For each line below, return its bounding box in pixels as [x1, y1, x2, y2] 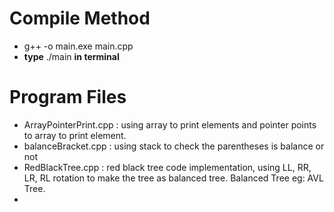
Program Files [9, 86, 127, 109]
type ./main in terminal [23, 50, 120, 62]
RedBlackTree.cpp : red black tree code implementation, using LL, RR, [23, 161, 312, 173]
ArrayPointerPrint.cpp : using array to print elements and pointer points [23, 118, 317, 131]
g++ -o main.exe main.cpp [23, 40, 134, 52]
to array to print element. [23, 129, 127, 141]
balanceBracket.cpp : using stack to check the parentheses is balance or [23, 140, 325, 152]
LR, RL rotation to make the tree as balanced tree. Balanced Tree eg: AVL [23, 172, 324, 184]
